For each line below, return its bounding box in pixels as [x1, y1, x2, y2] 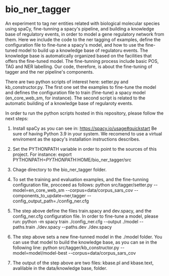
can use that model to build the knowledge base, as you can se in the [12, 239, 157, 245]
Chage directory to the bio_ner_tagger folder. [12, 166, 107, 172]
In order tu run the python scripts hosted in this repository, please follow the [5, 110, 164, 116]
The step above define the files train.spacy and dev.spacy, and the [12, 208, 152, 214]
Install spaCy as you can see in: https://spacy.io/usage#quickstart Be [12, 125, 157, 131]
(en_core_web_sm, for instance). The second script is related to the [5, 95, 146, 101]
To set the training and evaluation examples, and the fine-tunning [12, 176, 149, 182]
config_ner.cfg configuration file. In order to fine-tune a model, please [12, 213, 158, 219]
